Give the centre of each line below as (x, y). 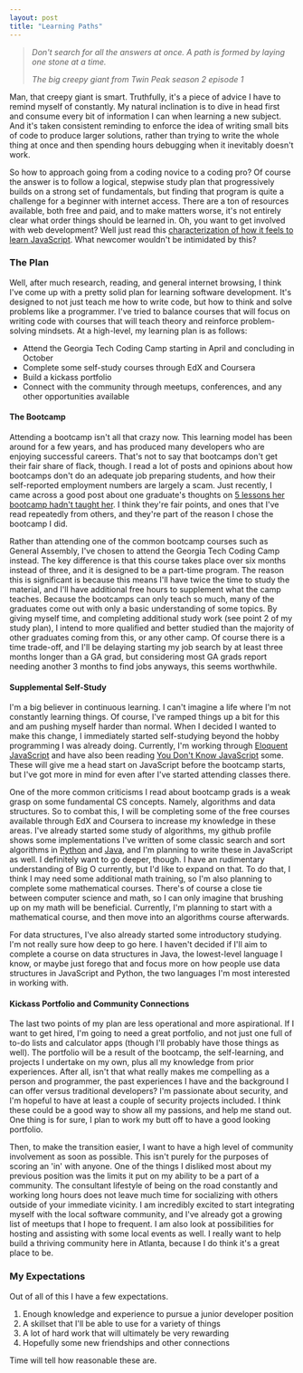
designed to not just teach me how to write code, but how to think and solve (151, 302)
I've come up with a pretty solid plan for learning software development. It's (151, 292)
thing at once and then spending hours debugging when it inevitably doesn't (151, 145)
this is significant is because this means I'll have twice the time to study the (150, 580)
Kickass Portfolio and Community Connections (99, 1003)
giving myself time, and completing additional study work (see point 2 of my (151, 618)
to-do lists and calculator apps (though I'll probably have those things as (144, 1043)
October (38, 358)
